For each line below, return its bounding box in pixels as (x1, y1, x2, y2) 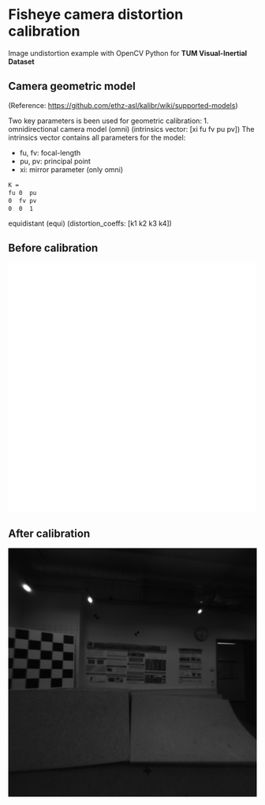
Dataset (8, 57, 35, 66)
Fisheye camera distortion (8, 6, 184, 24)
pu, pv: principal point (19, 156, 91, 166)
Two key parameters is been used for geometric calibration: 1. (8, 116, 209, 125)
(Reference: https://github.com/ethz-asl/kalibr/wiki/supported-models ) (8, 100, 238, 110)
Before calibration (8, 241, 99, 255)
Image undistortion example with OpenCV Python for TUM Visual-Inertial (8, 48, 248, 58)
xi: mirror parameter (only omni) (19, 164, 124, 174)
